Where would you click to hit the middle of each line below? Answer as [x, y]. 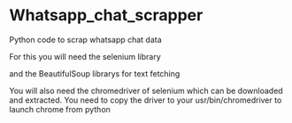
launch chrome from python [60, 109]
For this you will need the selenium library [85, 56]
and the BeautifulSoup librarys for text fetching [95, 73]
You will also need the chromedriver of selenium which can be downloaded [146, 90]
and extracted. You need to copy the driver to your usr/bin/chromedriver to [146, 100]
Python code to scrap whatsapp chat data [85, 40]
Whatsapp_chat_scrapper [106, 15]
